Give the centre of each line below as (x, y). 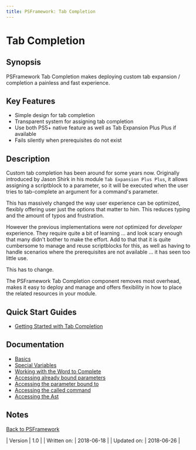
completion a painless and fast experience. (58, 82)
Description (28, 159)
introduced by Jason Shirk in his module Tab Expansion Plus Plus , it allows (97, 179)
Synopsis (23, 62)
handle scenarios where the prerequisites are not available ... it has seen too (98, 252)
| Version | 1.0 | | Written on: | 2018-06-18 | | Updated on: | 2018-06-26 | (93, 440)
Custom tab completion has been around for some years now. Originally (93, 173)
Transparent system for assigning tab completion (74, 122)
